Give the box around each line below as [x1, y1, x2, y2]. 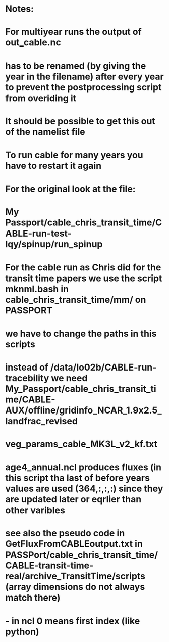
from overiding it [5, 92, 77, 104]
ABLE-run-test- [5, 228, 72, 239]
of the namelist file [5, 126, 85, 137]
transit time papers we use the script [5, 272, 162, 284]
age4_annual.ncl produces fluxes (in [5, 462, 162, 473]
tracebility [5, 372, 49, 384]
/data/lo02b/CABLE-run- [50, 361, 157, 373]
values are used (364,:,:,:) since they [5, 483, 163, 494]
